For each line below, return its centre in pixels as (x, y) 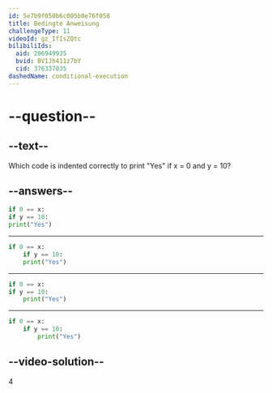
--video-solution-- (56, 362)
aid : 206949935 (41, 53)
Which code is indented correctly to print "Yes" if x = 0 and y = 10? (120, 165)
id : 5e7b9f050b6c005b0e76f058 (59, 16)
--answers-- (40, 191)
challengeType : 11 (39, 31)
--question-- (52, 116)
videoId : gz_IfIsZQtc (45, 38)
